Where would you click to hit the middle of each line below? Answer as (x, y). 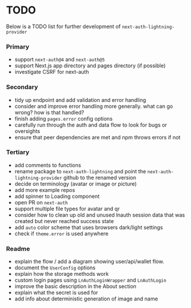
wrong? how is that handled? (49, 112)
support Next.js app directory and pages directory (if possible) (90, 66)
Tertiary (18, 152)
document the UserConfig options (55, 268)
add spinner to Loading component (57, 196)
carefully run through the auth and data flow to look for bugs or (91, 125)
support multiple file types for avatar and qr (67, 208)
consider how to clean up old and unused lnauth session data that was (100, 215)
